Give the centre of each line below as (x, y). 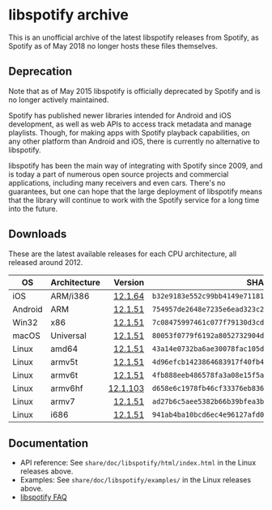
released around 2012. (46, 262)
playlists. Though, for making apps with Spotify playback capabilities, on (129, 132)
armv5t (64, 362)
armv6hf (67, 388)
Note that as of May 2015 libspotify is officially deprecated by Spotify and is (134, 91)
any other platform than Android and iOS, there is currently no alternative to (134, 141)
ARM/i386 (70, 296)
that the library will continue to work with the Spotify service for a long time (134, 199)
